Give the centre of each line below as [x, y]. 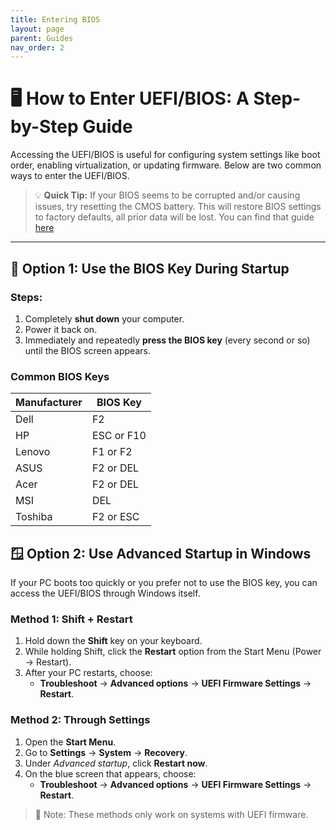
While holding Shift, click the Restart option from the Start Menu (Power [173, 652]
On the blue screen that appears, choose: [110, 773]
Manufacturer [49, 403]
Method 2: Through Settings [80, 720]
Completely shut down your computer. [104, 318]
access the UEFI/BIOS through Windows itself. [105, 593]
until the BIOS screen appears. [87, 350]
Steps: [26, 297]
